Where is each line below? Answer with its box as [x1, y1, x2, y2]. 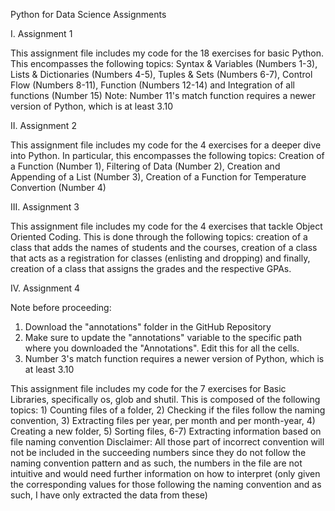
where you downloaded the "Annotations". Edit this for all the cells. [24, 342, 300, 354]
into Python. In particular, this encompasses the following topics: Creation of [10, 150, 325, 161]
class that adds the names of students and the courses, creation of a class [10, 242, 318, 253]
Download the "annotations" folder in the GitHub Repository [24, 321, 272, 333]
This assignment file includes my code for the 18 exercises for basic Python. [10, 47, 325, 59]
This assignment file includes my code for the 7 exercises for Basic [10, 383, 287, 394]
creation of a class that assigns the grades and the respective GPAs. [10, 263, 292, 274]
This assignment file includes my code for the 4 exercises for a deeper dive [10, 139, 322, 151]
